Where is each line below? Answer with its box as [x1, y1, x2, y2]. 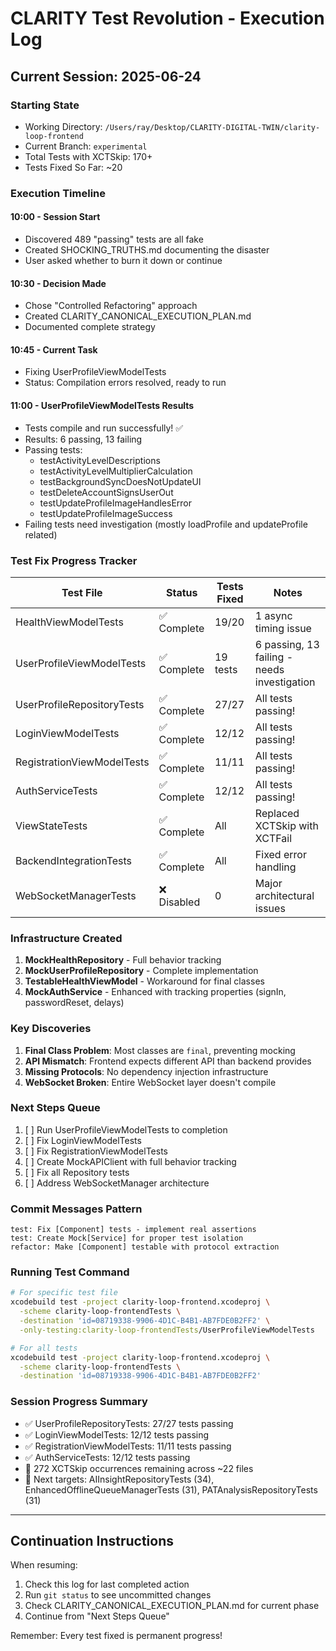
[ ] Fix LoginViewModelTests [24, 1134, 142, 1146]
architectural [254, 888, 315, 902]
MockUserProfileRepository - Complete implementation [24, 965, 259, 977]
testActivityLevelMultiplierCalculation [39, 465, 193, 477]
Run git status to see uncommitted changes [24, 1589, 212, 1601]
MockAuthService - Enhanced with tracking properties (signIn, [24, 986, 287, 998]
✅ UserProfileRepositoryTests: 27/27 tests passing [24, 1417, 234, 1429]
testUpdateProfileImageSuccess [39, 507, 173, 519]
